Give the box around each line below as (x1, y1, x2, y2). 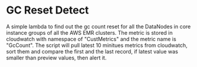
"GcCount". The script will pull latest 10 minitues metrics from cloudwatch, (6, 42, 188, 49)
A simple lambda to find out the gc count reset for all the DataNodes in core (6, 23, 191, 30)
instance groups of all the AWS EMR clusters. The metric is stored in (6, 29, 173, 36)
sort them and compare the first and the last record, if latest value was (6, 48, 179, 55)
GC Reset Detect (6, 4, 89, 17)
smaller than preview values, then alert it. (6, 54, 107, 61)
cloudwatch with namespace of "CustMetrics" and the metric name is (6, 35, 177, 42)
